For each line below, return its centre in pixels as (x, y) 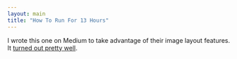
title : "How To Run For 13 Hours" (58, 20)
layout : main (27, 14)
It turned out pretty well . (42, 48)
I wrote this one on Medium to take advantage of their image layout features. (119, 40)
